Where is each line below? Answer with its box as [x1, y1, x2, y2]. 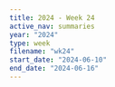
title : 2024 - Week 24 [9, 13, 95, 23]
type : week [9, 38, 51, 48]
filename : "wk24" [9, 47, 75, 56]
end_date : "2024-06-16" [9, 64, 100, 73]
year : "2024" [9, 30, 59, 39]
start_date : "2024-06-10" [9, 55, 107, 64]
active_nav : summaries [9, 22, 95, 31]
